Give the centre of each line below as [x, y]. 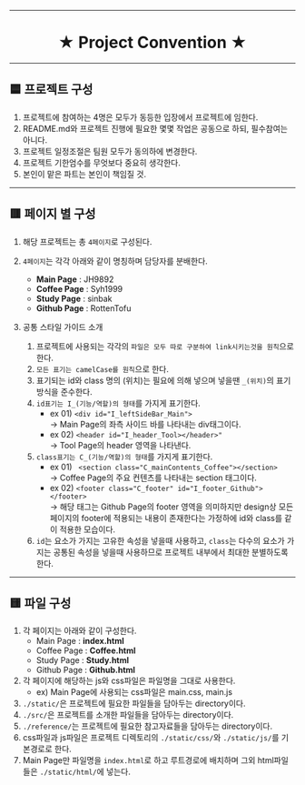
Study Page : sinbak [74, 298]
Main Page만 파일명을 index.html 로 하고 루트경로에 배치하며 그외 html [148, 760]
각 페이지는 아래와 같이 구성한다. [79, 631]
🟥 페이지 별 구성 [53, 214]
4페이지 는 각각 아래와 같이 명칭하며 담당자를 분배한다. [115, 261]
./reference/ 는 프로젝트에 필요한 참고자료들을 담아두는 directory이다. [148, 726]
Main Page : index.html [80, 641]
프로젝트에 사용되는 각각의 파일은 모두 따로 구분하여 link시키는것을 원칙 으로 [165, 346]
